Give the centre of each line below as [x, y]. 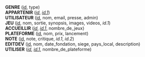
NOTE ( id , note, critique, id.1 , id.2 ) [40, 39]
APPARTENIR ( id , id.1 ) [28, 12]
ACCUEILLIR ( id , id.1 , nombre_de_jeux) [45, 28]
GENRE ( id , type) [22, 7]
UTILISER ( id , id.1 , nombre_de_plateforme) [48, 49]
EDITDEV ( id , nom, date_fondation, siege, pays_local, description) [73, 44]
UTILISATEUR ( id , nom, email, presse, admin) [52, 18]
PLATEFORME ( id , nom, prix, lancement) [47, 33]
